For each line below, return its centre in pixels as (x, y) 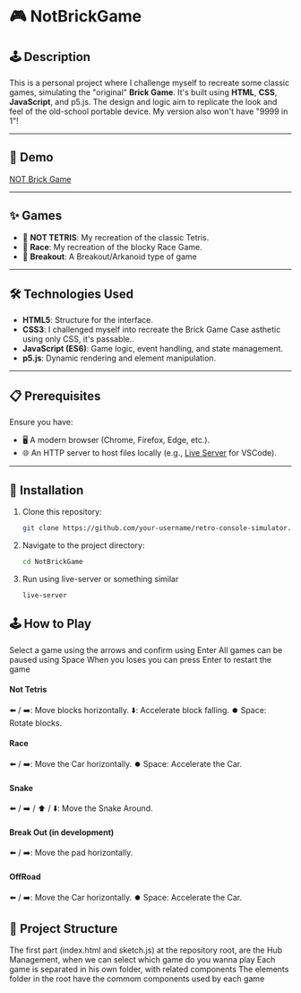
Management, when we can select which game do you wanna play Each (142, 960)
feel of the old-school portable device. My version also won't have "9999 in (149, 111)
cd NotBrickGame (52, 562)
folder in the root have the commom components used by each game (137, 979)
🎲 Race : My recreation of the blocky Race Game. (112, 247)
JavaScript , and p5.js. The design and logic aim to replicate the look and (143, 102)
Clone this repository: (62, 512)
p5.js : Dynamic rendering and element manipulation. (119, 358)
